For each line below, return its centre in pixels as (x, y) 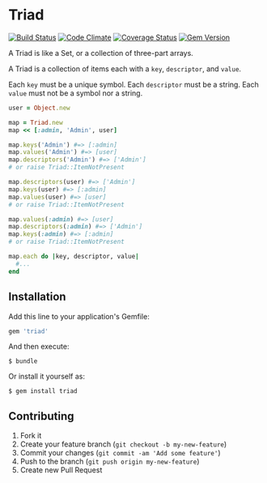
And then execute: (39, 347)
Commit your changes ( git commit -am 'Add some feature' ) (120, 453)
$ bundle (23, 361)
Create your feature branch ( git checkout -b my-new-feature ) (123, 444)
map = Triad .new (36, 122)
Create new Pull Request (61, 470)
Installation (37, 297)
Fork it (31, 436)
